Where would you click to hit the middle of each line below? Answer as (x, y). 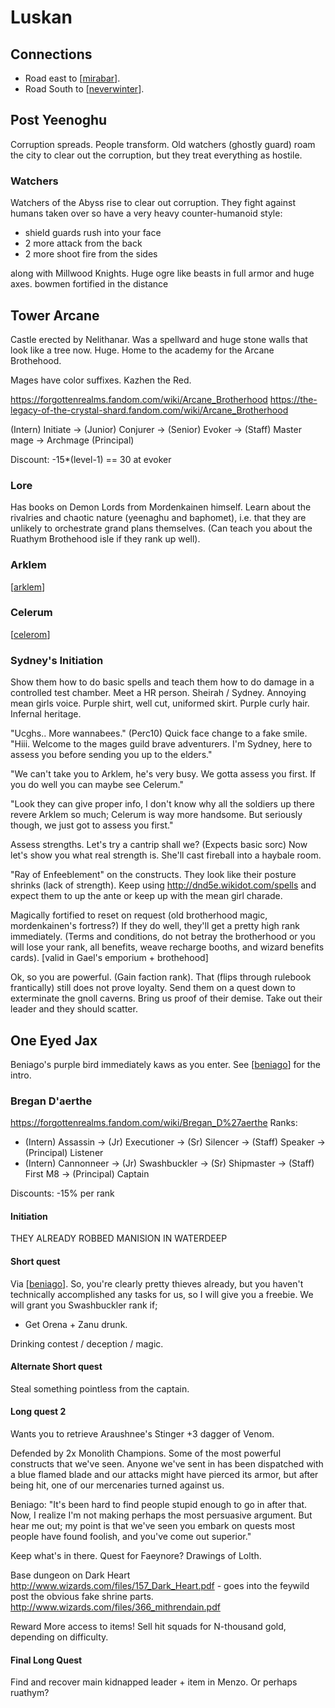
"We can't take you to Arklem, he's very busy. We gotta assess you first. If (163, 774)
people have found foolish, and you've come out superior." (131, 1537)
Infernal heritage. (46, 714)
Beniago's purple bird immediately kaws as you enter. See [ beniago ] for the (165, 1064)
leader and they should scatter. (74, 1009)
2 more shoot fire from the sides (91, 254)
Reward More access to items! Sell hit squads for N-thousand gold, (148, 1627)
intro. (21, 1075)
